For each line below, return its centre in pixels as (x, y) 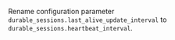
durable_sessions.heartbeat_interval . (70, 28)
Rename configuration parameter (61, 11)
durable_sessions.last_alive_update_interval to (87, 20)
